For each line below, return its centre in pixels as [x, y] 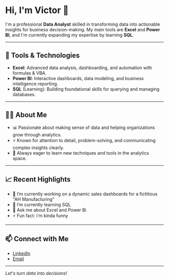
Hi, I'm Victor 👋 [37, 10]
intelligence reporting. [35, 84]
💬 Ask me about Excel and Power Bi [49, 210]
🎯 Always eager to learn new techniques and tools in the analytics [81, 153]
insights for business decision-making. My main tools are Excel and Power [82, 29]
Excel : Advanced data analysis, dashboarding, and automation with [82, 67]
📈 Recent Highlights [38, 179]
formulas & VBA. [29, 73]
